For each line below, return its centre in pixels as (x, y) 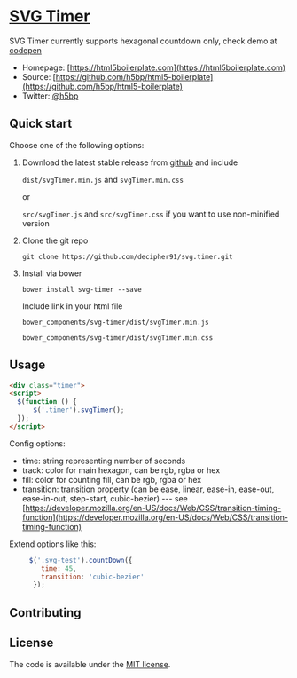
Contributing (45, 613)
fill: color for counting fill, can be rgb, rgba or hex (112, 479)
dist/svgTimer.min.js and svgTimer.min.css (103, 179)
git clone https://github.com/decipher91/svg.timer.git (127, 256)
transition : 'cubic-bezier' (93, 577)
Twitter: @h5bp (50, 96)
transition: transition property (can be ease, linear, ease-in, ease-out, (148, 489)
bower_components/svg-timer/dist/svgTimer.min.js (116, 322)
